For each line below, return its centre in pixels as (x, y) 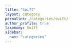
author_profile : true (27, 23)
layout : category (23, 14)
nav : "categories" (28, 37)
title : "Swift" (20, 10)
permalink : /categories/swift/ (37, 19)
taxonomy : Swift (21, 28)
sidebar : (14, 32)
